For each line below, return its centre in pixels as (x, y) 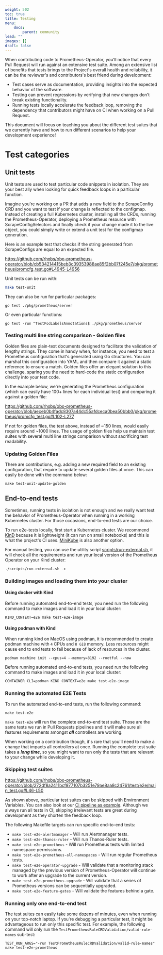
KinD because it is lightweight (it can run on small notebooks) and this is (77, 535)
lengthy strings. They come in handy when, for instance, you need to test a (80, 351)
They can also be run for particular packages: (51, 296)
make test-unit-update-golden (36, 484)
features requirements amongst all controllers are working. (64, 732)
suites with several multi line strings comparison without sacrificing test (76, 436)
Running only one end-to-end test (46, 903)
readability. (16, 441)
